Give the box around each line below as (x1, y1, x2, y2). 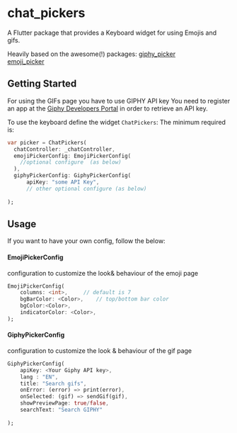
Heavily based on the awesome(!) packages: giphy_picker (7, 50, 175, 58)
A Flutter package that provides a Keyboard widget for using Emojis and (7, 28, 217, 37)
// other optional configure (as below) (25, 185, 147, 192)
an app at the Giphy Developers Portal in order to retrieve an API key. (7, 104, 208, 113)
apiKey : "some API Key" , (25, 179, 100, 186)
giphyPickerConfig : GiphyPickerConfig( (13, 172, 132, 179)
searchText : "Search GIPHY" (20, 406, 103, 414)
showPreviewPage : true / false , (20, 400, 110, 407)
